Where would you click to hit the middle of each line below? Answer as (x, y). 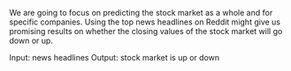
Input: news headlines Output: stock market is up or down (114, 57)
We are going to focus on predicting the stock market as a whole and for (141, 13)
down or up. (31, 40)
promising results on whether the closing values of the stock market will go (146, 31)
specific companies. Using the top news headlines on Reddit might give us (145, 22)
